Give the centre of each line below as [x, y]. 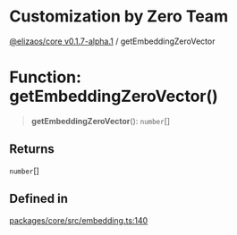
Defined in [39, 199]
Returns [32, 149]
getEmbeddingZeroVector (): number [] [101, 121]
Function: [46, 77]
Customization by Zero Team [119, 17]
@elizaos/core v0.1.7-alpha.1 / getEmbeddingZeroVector [112, 41]
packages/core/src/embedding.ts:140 [79, 220]
